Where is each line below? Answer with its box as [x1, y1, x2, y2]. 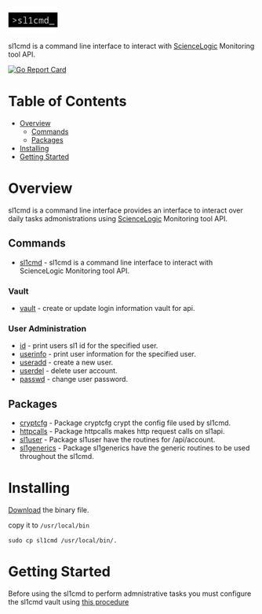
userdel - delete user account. [19, 366, 118, 375]
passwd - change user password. [19, 375, 128, 384]
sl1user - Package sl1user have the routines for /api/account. [19, 435, 216, 445]
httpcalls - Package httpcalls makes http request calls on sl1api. [19, 427, 225, 436]
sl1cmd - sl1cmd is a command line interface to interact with [19, 257, 213, 267]
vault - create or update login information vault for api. [19, 303, 195, 313]
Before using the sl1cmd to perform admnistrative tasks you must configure [8, 589, 252, 598]
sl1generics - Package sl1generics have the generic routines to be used [19, 443, 250, 453]
